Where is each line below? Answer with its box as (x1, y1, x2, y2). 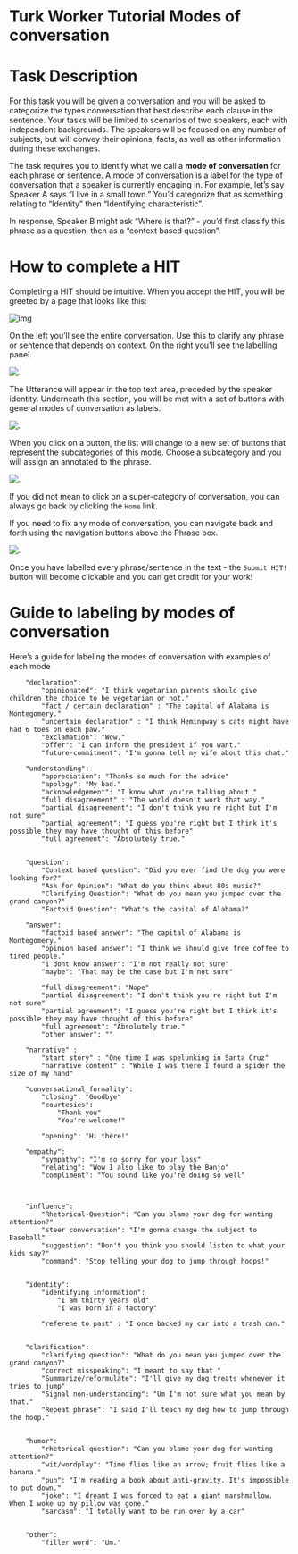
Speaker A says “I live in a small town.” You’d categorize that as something (9, 189, 284, 200)
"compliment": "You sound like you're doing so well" (41, 1171, 245, 1180)
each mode (9, 661, 51, 671)
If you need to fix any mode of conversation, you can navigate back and (9, 518, 274, 529)
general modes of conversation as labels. (9, 403, 161, 414)
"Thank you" (56, 1108, 102, 1117)
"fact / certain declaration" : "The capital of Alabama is (41, 701, 269, 710)
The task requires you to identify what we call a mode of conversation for (9, 161, 281, 172)
